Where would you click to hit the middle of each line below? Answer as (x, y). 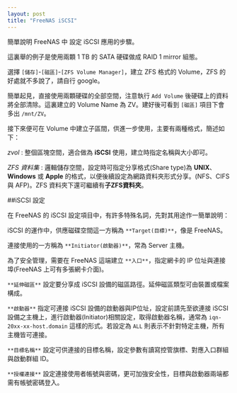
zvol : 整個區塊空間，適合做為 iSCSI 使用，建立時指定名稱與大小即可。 (110, 152)
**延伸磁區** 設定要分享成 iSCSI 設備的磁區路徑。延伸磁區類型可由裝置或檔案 (118, 284)
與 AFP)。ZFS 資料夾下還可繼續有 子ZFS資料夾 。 (77, 185)
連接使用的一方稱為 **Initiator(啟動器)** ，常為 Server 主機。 (98, 245)
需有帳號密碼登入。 (35, 382)
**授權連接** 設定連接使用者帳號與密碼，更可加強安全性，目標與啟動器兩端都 (118, 373)
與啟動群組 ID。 (30, 358)
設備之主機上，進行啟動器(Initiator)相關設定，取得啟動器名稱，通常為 (107, 317)
